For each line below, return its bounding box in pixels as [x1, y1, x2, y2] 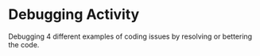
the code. [8, 39, 40, 49]
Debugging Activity [8, 6, 140, 24]
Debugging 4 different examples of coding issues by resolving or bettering [8, 32, 253, 41]
